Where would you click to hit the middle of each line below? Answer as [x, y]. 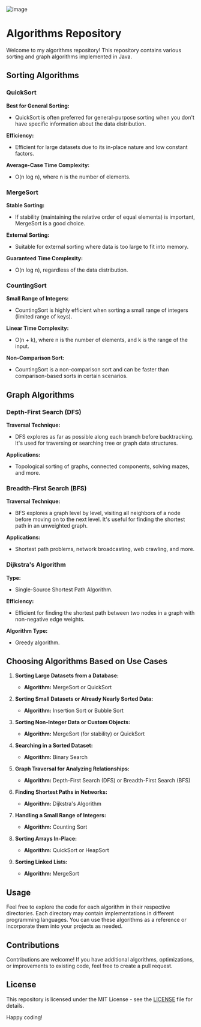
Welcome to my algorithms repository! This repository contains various [94, 50]
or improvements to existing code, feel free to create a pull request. [89, 966]
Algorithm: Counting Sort [55, 827]
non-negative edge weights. [50, 619]
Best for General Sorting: [38, 106]
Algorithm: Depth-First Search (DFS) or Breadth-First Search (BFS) [107, 781]
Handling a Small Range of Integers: [61, 815]
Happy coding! [25, 1017]
